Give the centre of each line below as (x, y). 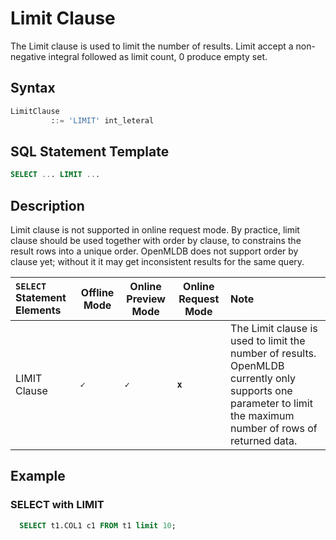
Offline (97, 292)
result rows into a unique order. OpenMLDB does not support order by (154, 251)
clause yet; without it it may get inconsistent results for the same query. (157, 261)
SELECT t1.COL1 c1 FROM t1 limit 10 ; (98, 525)
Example (38, 476)
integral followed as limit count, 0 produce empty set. (158, 56)
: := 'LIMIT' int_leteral (102, 120)
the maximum (262, 415)
